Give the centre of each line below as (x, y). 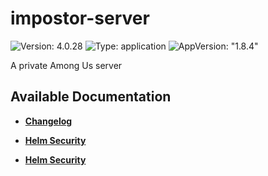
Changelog (48, 121)
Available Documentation (91, 97)
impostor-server (80, 18)
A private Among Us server (66, 65)
